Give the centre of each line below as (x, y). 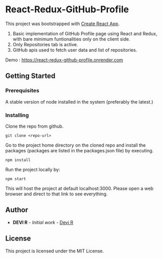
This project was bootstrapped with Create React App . (63, 24)
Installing (17, 115)
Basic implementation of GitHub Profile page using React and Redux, (85, 33)
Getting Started (30, 76)
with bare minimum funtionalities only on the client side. (71, 39)
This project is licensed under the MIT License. (55, 251)
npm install (18, 160)
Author (17, 210)
